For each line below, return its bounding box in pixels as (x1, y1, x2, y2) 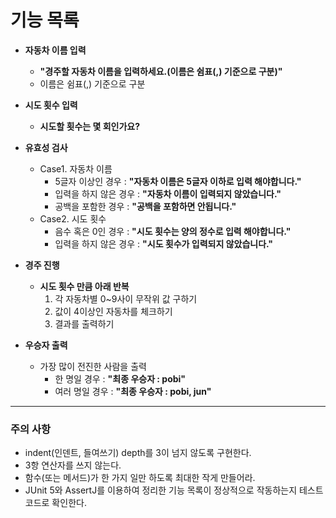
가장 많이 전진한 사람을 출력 (39, 360, 147, 372)
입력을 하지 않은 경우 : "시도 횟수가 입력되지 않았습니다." (54, 237, 274, 250)
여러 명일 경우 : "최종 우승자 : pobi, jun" (54, 385, 212, 397)
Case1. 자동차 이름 (39, 162, 113, 175)
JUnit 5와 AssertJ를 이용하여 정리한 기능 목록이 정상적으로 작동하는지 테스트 (24, 484, 324, 496)
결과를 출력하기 (54, 317, 115, 330)
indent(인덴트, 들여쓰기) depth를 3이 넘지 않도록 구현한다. (24, 447, 252, 459)
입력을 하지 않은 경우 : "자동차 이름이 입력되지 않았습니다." (54, 187, 282, 200)
